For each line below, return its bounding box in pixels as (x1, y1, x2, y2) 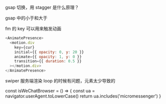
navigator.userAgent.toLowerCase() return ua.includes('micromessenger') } (5, 93, 161, 99)
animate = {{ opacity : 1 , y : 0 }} (14, 54, 82, 59)
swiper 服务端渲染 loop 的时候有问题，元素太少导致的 (5, 78, 115, 83)
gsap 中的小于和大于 (5, 15, 48, 21)
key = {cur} (14, 44, 35, 50)
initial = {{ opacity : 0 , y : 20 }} (14, 49, 84, 54)
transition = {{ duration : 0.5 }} (14, 59, 82, 64)
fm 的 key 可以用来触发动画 (5, 25, 62, 31)
